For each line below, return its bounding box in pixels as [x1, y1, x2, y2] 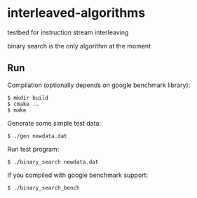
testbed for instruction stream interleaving [7, 28, 129, 37]
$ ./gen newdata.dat [7, 132, 68, 140]
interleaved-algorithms [7, 5, 146, 21]
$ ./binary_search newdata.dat [7, 158, 99, 166]
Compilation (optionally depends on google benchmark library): [7, 81, 191, 89]
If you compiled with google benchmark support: [7, 171, 149, 179]
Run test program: [7, 145, 60, 153]
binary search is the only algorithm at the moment [7, 41, 151, 50]
